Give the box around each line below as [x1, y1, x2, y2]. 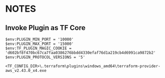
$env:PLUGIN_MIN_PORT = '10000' [5, 37, 74, 42]
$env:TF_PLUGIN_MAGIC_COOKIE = [5, 46, 72, 51]
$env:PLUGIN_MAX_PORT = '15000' [5, 41, 74, 46]
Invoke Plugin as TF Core [5, 23, 86, 32]
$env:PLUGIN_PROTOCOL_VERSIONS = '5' [5, 55, 86, 60]
